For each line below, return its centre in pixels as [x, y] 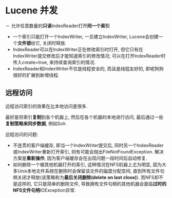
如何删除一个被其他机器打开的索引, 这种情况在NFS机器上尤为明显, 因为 [87, 164]
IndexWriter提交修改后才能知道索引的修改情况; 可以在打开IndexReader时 [89, 56]
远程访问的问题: [22, 134]
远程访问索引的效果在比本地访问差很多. [47, 106]
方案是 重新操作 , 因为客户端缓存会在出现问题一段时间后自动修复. [80, 158]
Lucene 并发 [32, 11]
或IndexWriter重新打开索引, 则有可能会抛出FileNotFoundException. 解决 [88, 151]
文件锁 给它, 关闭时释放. [42, 43]
